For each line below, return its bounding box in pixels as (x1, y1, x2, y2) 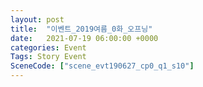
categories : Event (10, 42, 87, 53)
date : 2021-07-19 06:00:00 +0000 (10, 33, 159, 43)
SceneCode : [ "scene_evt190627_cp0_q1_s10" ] (10, 61, 195, 71)
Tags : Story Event (10, 52, 87, 62)
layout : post (10, 14, 65, 25)
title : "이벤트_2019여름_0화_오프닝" (10, 24, 153, 34)
